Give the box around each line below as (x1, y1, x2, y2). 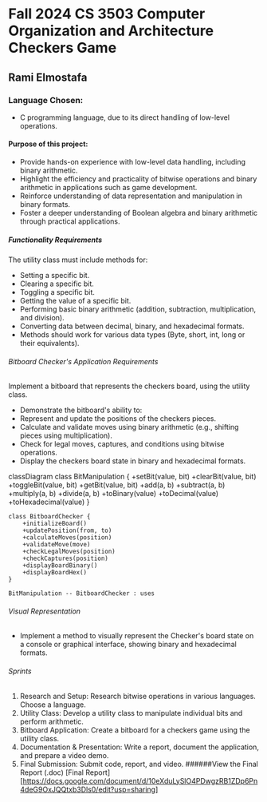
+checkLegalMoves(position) (22, 548, 116, 556)
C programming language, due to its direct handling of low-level (19, 113, 230, 122)
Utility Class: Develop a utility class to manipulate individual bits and (19, 708, 243, 717)
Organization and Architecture (8, 22, 214, 40)
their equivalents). (19, 339, 80, 348)
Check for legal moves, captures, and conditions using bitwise (19, 439, 225, 449)
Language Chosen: (8, 94, 84, 105)
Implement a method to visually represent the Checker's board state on (19, 631, 254, 641)
